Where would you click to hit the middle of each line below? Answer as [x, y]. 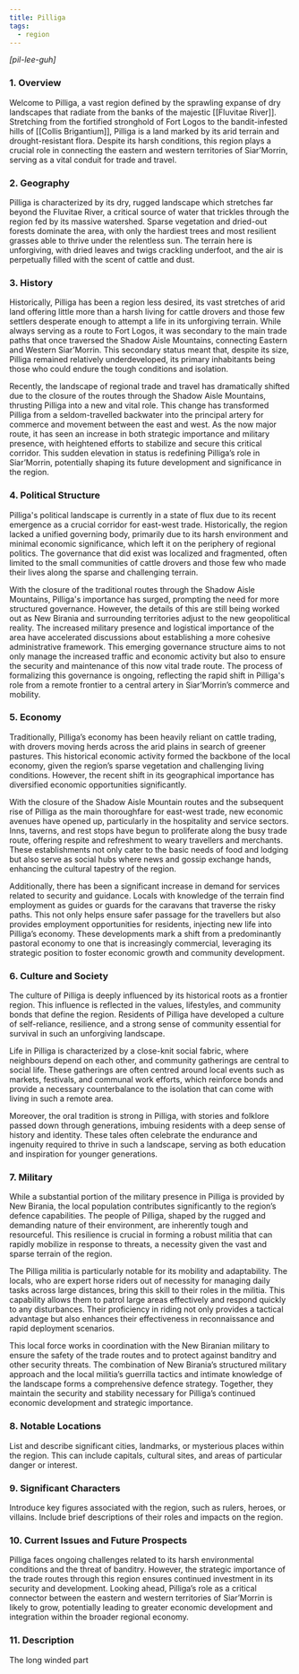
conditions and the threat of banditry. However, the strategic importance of [148, 1569]
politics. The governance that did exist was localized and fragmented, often [149, 553]
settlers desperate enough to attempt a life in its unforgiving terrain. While [145, 321]
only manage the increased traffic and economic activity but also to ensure [148, 656]
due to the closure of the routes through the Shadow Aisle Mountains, [138, 396]
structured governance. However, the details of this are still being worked [145, 608]
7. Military [31, 1177]
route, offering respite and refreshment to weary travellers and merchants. [146, 840]
